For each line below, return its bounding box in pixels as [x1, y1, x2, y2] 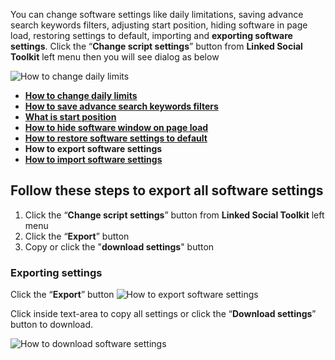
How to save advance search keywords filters [24, 100, 219, 112]
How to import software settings [24, 154, 163, 165]
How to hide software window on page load [24, 122, 209, 133]
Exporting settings [10, 265, 103, 279]
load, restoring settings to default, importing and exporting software [10, 30, 293, 41]
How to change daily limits [24, 90, 138, 101]
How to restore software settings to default [24, 132, 208, 144]
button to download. [10, 319, 94, 331]
